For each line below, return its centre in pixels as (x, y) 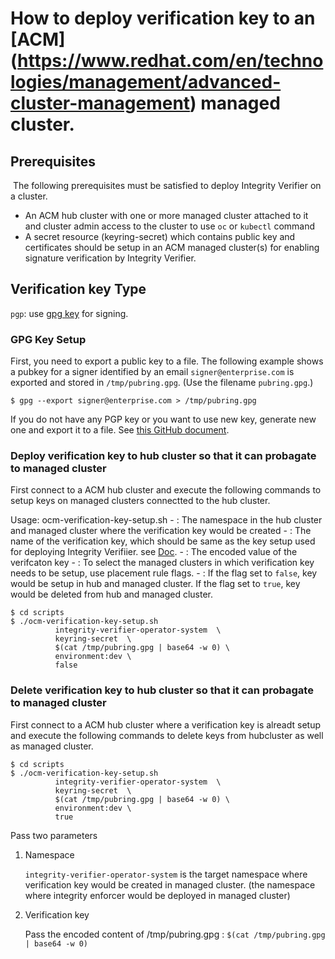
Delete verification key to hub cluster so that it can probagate (162, 690)
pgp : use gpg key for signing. (69, 313)
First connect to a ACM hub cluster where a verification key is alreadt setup (165, 724)
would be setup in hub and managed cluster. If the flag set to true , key (155, 584)
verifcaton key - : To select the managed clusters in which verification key (162, 563)
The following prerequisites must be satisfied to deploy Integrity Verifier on (167, 185)
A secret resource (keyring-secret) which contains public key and (160, 236)
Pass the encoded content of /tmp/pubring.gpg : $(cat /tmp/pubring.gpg (175, 934)
